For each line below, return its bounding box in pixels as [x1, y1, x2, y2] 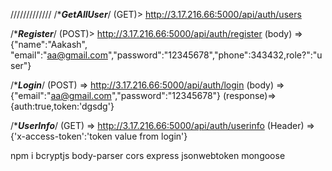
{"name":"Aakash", [10, 39, 88, 50]
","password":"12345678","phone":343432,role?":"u [107, 49, 323, 61]
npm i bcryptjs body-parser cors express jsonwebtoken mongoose [10, 150, 286, 161]
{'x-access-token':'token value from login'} [10, 130, 188, 142]
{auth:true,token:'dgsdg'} [10, 100, 115, 112]
